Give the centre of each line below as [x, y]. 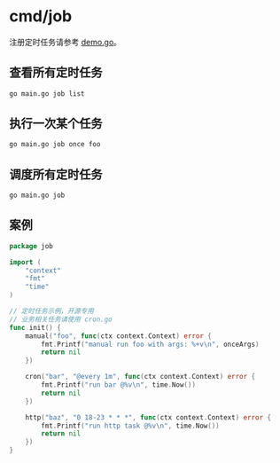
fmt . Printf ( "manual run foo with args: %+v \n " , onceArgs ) [150, 344]
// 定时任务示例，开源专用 [52, 311]
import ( [25, 262]
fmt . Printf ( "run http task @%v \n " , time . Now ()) [130, 426]
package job [31, 246]
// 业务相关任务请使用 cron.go [61, 319]
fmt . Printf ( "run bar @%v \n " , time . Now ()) [119, 385]
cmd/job [41, 16]
